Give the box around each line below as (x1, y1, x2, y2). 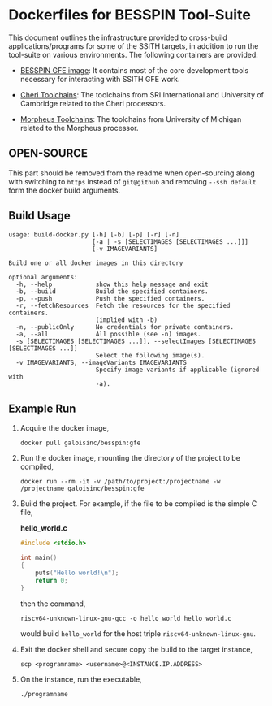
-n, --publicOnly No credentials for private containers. (15, 323, 234, 331)
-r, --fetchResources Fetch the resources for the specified (15, 301, 231, 310)
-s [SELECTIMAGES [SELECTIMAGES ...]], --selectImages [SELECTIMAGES (15, 337, 256, 345)
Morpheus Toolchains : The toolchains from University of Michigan (19, 114, 242, 123)
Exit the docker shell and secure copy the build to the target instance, (19, 644, 253, 654)
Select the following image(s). (95, 351, 205, 359)
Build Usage (8, 209, 71, 223)
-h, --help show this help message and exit (15, 280, 209, 288)
